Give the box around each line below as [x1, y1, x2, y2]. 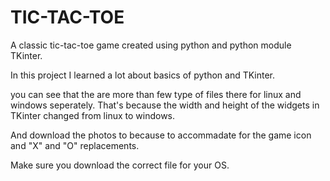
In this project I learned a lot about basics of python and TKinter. [10, 69, 276, 81]
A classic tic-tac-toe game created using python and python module [10, 39, 292, 51]
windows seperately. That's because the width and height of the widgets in [10, 99, 320, 111]
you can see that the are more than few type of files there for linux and [10, 88, 302, 100]
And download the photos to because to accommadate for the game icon [10, 129, 312, 141]
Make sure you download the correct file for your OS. [10, 159, 230, 171]
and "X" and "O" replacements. [10, 139, 140, 151]
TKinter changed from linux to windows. [10, 109, 176, 121]
